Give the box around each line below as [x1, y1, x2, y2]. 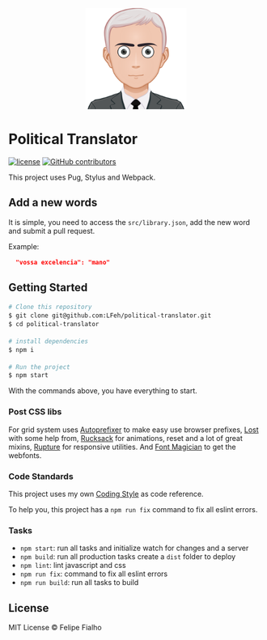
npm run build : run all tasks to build [19, 578, 139, 587]
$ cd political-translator [8, 320, 100, 328]
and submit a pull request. [8, 226, 95, 235]
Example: [8, 241, 40, 251]
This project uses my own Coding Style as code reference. [8, 489, 204, 498]
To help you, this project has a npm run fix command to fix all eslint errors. [8, 504, 258, 514]
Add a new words [8, 196, 98, 210]
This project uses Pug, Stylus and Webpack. [8, 172, 156, 182]
